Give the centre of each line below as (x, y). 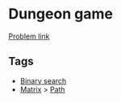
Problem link (29, 36)
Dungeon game (60, 14)
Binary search (43, 80)
